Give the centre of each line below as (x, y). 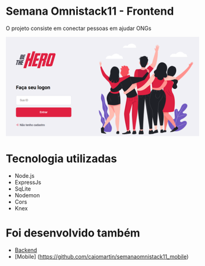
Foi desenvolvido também (73, 233)
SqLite (23, 189)
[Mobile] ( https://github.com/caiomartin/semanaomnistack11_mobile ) (102, 256)
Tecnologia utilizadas (61, 159)
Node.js (25, 175)
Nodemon (27, 195)
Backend (26, 250)
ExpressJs (28, 182)
